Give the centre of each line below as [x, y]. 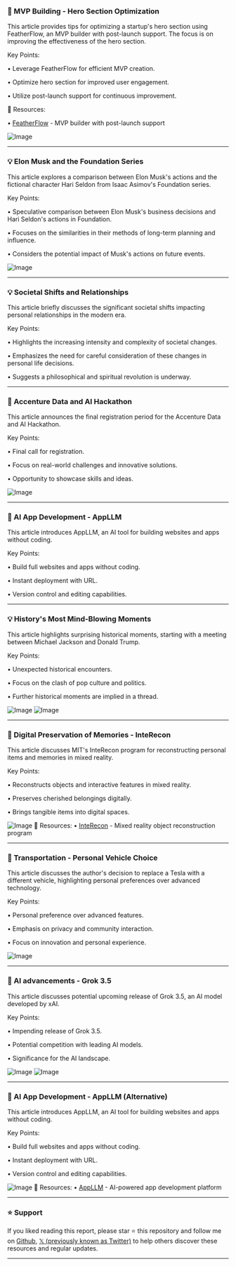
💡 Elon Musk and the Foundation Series [76, 162]
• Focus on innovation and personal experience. [77, 942]
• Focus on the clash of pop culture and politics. [77, 683]
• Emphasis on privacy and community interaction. [80, 929]
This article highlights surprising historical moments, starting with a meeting [117, 634]
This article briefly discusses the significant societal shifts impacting [106, 307]
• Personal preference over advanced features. [76, 915]
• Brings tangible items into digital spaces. [68, 812]
